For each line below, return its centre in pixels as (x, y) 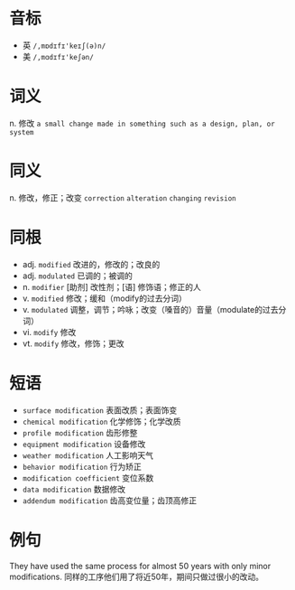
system (22, 132)
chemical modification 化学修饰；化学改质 (102, 421)
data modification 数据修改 (74, 489)
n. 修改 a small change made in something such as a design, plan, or (142, 123)
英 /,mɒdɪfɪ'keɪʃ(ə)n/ (64, 45)
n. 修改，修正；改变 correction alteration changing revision (123, 197)
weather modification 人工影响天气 (88, 455)
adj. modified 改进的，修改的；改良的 (91, 264)
